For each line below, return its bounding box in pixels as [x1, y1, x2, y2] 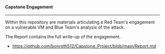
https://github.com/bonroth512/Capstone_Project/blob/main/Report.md [12, 43, 156, 49]
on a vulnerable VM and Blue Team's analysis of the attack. [5, 24, 125, 30]
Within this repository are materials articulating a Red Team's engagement [5, 19, 155, 25]
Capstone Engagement [5, 4, 53, 10]
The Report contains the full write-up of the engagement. [5, 34, 121, 40]
